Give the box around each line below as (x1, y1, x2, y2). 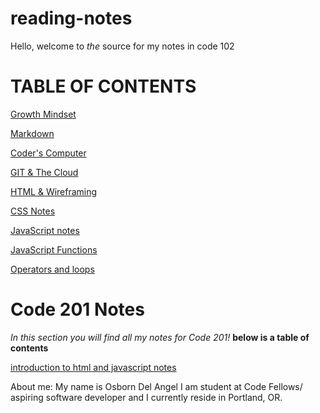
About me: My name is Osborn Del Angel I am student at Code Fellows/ (10, 380, 303, 392)
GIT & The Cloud (10, 166, 79, 178)
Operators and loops (10, 263, 95, 275)
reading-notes (10, 7, 133, 30)
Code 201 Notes (10, 298, 145, 321)
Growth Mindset (10, 108, 77, 120)
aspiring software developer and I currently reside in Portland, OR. (10, 391, 283, 403)
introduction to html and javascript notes (10, 361, 177, 373)
